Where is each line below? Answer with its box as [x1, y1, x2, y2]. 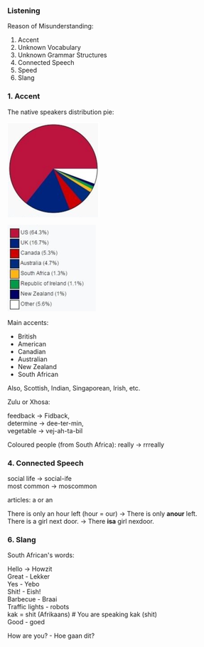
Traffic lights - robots [7, 603, 70, 611]
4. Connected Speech [7, 458, 84, 468]
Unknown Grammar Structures [17, 51, 107, 59]
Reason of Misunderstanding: [7, 22, 94, 31]
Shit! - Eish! [7, 587, 41, 596]
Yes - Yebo [7, 580, 40, 589]
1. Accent [7, 91, 41, 101]
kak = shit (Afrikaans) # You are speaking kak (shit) [7, 610, 158, 618]
